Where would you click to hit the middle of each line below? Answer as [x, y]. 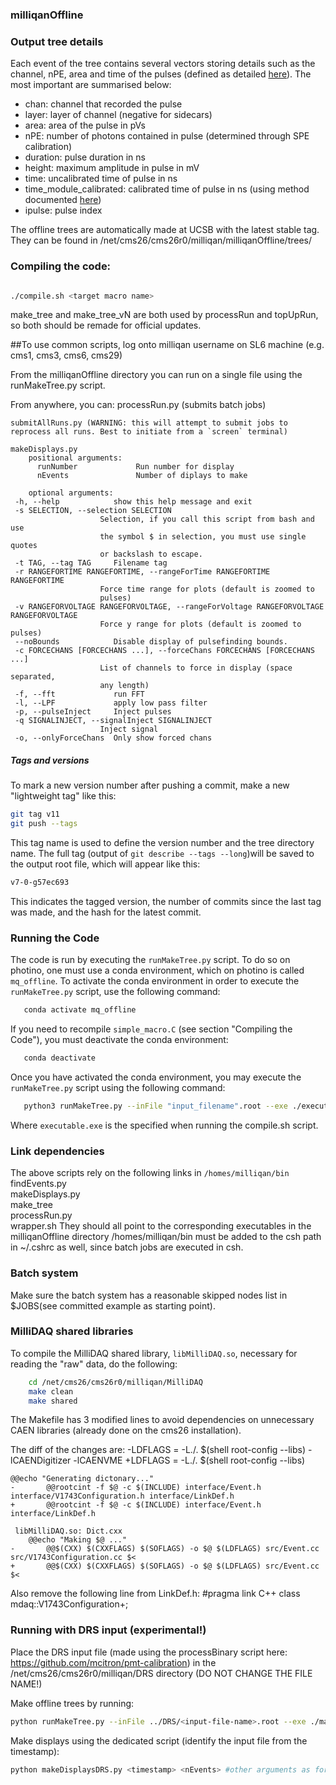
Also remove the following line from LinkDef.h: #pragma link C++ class [155, 1594]
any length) [124, 686]
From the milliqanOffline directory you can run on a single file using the [156, 375]
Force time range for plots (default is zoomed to [207, 589]
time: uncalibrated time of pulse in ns [101, 179]
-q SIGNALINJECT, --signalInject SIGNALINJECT [113, 721]
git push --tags [44, 824]
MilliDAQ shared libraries [72, 1331]
